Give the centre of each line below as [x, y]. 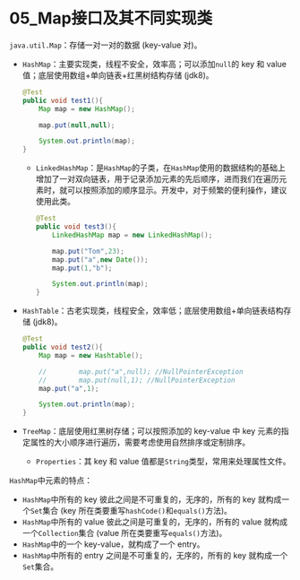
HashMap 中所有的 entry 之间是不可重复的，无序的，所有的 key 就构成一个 [155, 556]
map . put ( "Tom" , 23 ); [89, 251]
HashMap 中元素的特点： [51, 480]
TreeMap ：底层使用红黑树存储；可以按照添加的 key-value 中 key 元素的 [152, 431]
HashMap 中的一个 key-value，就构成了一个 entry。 [113, 544]
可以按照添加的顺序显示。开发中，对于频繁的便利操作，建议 [177, 190]
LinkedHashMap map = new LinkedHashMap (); [133, 235]
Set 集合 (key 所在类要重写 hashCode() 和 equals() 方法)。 [131, 511]
